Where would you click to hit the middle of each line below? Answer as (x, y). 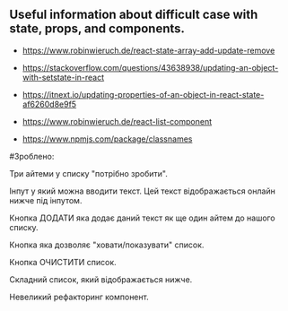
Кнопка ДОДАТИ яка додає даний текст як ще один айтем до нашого (142, 218)
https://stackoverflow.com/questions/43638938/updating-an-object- (150, 67)
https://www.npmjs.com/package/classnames (107, 139)
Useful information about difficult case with (134, 15)
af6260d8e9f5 (49, 104)
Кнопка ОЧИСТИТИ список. (63, 262)
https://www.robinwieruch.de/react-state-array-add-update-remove (148, 50)
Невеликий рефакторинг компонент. (79, 297)
